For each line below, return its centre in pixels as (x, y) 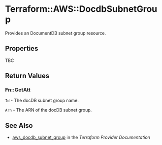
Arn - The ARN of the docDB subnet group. (49, 110)
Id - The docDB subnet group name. (42, 101)
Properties (22, 48)
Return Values (27, 76)
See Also (19, 126)
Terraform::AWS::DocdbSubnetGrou (81, 9)
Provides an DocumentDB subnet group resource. (56, 33)
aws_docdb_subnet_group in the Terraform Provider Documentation (81, 137)
